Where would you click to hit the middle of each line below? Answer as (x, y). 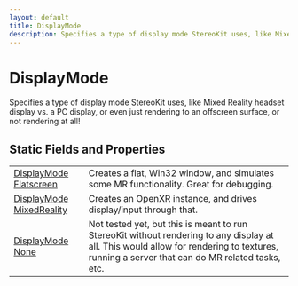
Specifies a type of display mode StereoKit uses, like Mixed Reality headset (147, 102)
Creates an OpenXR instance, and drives (173, 199)
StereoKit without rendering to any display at (181, 235)
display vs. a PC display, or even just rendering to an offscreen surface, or (145, 112)
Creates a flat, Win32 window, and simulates (181, 173)
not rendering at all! (45, 122)
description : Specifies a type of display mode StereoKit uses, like (141, 34)
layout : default (39, 17)
